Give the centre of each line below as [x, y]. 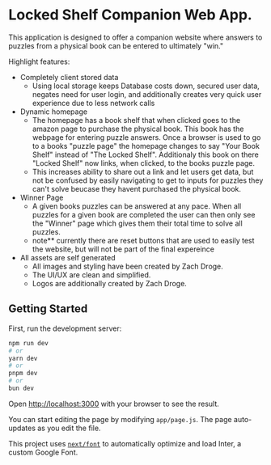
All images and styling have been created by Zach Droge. [128, 266]
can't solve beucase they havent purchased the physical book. [136, 188]
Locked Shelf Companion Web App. [130, 15]
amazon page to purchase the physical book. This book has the [138, 129]
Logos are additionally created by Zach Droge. [110, 283]
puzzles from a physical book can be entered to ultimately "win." [116, 45]
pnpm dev [23, 374]
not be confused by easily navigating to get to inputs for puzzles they [148, 180]
